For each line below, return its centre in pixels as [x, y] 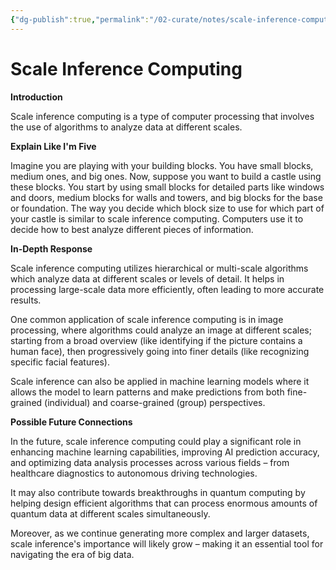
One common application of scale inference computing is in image [147, 319]
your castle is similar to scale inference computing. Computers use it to [157, 218]
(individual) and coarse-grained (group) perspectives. [155, 402]
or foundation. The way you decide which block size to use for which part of [167, 208]
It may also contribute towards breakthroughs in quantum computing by [158, 492]
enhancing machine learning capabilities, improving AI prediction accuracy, [165, 452]
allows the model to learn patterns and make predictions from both [147, 392]
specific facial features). [60, 362]
